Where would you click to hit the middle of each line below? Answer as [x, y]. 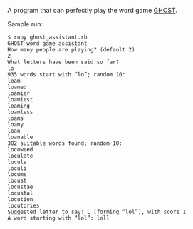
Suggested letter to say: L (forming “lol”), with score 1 [97, 212]
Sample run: [25, 24]
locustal [20, 193]
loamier [19, 93]
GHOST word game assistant [47, 44]
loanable [20, 137]
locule [17, 162]
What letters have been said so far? [63, 62]
